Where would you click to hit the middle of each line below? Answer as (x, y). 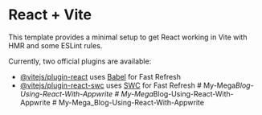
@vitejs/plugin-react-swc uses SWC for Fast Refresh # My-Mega (128, 85)
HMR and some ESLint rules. (55, 45)
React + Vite (50, 15)
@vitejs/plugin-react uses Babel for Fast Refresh (100, 76)
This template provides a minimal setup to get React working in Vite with (128, 37)
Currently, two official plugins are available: (80, 61)
